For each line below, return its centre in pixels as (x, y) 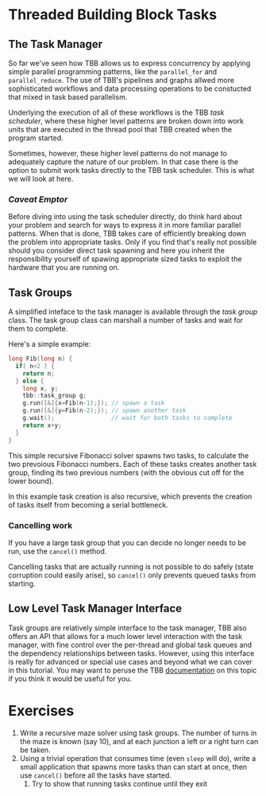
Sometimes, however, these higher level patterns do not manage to (118, 153)
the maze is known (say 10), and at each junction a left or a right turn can (139, 741)
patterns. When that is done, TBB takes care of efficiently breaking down (127, 233)
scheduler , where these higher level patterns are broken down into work (126, 121)
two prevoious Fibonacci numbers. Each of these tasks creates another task (133, 464)
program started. (36, 138)
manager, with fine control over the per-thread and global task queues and (130, 645)
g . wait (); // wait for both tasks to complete (127, 418)
